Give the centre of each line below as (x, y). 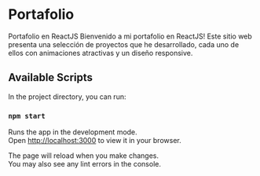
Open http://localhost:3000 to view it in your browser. (95, 141)
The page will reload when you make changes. (84, 156)
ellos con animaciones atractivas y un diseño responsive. (101, 53)
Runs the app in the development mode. (73, 132)
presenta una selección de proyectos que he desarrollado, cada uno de (124, 44)
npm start (27, 116)
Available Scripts (50, 77)
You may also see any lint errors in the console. (84, 164)
